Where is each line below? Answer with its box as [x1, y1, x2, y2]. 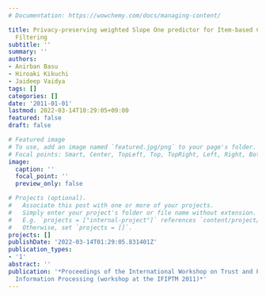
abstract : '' [8, 260, 51, 268]
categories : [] [8, 92, 59, 100]
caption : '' [15, 165, 55, 173]
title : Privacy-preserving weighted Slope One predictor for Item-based [8, 25, 253, 34]
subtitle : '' [8, 40, 51, 48]
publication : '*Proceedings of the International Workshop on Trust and [8, 267, 253, 275]
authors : [8, 55, 37, 63]
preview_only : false [15, 180, 83, 188]
